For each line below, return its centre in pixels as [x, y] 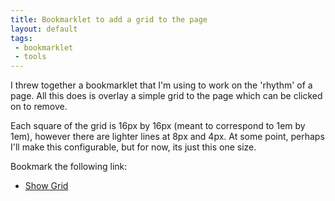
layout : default [44, 29]
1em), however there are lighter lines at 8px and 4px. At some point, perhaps [167, 137]
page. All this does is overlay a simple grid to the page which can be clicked [166, 96]
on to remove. [39, 107]
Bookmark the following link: [69, 167]
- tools [30, 57]
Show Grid [46, 186]
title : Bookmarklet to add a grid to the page [109, 19]
